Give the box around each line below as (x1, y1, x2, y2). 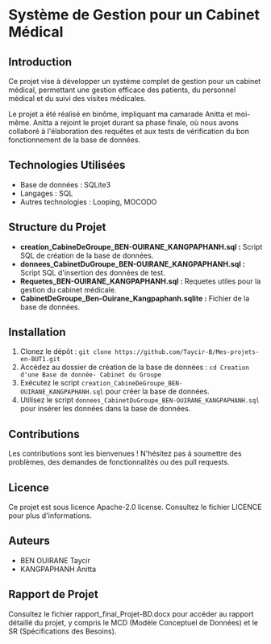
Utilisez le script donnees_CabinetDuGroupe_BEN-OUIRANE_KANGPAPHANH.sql (19, 395, 260, 405)
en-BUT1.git (19, 356, 60, 364)
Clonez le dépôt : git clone (19, 347, 111, 356)
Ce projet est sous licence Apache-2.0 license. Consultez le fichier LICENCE (8, 503, 262, 512)
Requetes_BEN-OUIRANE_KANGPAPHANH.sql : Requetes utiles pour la (19, 276, 261, 286)
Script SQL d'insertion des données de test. (19, 267, 165, 277)
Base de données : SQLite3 (19, 179, 111, 189)
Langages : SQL (19, 188, 73, 198)
